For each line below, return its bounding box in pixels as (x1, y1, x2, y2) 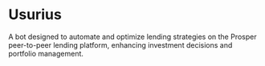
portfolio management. (8, 49, 84, 58)
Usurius (8, 6, 62, 24)
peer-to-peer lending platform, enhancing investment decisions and (8, 40, 233, 49)
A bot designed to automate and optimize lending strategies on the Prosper (8, 32, 257, 41)
